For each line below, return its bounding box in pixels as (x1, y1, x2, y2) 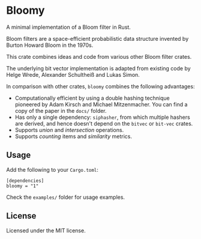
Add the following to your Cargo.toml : (6, 166, 99, 173)
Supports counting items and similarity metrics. (14, 133, 133, 140)
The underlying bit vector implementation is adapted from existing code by (6, 64, 191, 72)
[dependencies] (6, 178, 44, 184)
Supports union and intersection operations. (14, 126, 124, 133)
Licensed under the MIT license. (6, 226, 86, 234)
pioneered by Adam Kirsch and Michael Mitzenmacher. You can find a (14, 100, 188, 108)
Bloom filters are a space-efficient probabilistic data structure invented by (6, 35, 189, 42)
